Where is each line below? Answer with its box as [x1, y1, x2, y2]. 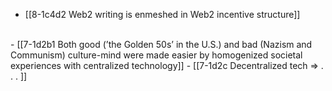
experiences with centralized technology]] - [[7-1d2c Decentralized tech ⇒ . [10, 60, 324, 71]
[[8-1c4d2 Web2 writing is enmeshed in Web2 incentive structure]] [24, 9, 301, 20]
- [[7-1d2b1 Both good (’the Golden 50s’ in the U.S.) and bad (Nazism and [10, 39, 313, 50]
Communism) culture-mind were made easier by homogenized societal [10, 49, 303, 61]
